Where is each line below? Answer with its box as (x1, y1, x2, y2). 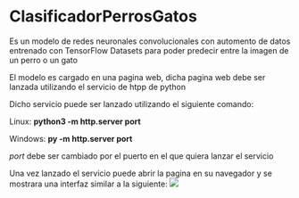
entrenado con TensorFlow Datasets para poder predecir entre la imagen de (9, 45, 289, 55)
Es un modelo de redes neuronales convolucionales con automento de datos (9, 36, 291, 46)
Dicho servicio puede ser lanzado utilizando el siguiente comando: (9, 98, 254, 109)
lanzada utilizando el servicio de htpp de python (9, 81, 186, 92)
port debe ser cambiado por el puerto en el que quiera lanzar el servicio (9, 150, 274, 161)
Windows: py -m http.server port (9, 133, 133, 144)
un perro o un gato (9, 54, 79, 65)
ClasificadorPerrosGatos (9, 6, 198, 27)
